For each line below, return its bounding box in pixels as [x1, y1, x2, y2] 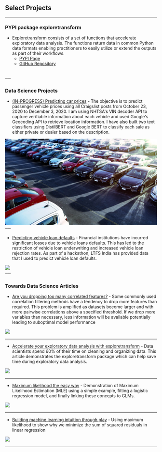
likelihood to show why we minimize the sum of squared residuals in [12, 422, 147, 428]
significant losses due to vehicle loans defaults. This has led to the [12, 240, 144, 246]
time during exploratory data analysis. [12, 358, 88, 365]
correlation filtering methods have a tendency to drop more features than [12, 299, 157, 305]
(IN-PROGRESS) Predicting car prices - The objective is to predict [12, 98, 143, 104]
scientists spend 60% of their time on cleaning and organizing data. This [12, 348, 157, 354]
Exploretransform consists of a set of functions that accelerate [12, 35, 136, 41]
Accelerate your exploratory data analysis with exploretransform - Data [12, 343, 153, 349]
